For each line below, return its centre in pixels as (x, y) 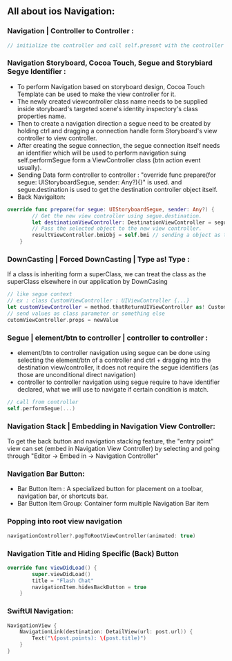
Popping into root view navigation (65, 521)
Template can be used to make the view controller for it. (96, 94)
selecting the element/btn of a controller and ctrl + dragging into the (114, 360)
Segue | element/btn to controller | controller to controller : (108, 338)
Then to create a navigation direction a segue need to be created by (114, 123)
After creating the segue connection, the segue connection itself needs (118, 145)
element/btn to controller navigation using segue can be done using (114, 353)
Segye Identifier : (37, 72)
